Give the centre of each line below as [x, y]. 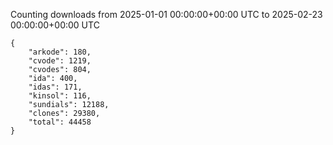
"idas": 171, [55, 87]
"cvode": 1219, [60, 61]
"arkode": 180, [60, 52]
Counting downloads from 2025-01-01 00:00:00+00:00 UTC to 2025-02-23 [166, 14]
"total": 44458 [60, 122]
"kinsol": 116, [60, 96]
